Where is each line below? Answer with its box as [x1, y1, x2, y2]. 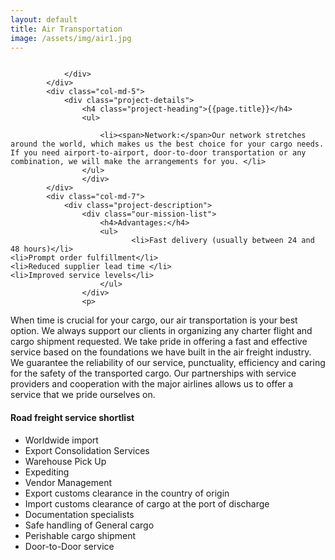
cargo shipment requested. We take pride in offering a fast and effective [10, 336, 308, 348]
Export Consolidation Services [24, 444, 150, 456]
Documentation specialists [24, 508, 135, 520]
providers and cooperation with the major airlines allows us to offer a [10, 378, 294, 390]
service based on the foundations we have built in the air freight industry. [10, 346, 312, 358]
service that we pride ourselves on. [10, 389, 156, 401]
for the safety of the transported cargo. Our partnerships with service [10, 367, 297, 380]
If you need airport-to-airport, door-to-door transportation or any [10, 148, 307, 158]
